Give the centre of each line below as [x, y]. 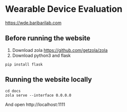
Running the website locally [48, 80]
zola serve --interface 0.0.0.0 [38, 95]
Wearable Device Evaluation [64, 9]
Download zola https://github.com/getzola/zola [60, 50]
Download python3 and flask [41, 55]
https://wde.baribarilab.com [33, 23]
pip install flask [24, 64]
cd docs [13, 91]
